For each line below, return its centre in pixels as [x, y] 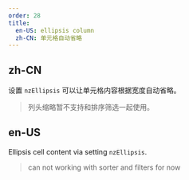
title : [19, 23]
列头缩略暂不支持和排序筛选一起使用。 [91, 108]
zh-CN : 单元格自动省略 [49, 38]
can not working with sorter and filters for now [104, 167]
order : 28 [25, 16]
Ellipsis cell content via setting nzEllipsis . [78, 151]
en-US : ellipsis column [55, 30]
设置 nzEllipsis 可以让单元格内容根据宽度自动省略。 [94, 90]
